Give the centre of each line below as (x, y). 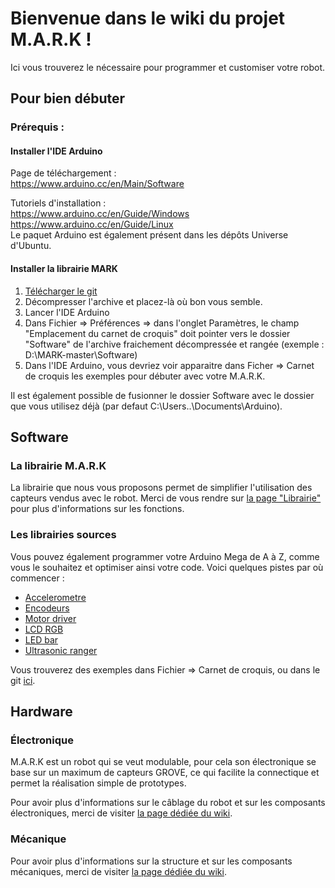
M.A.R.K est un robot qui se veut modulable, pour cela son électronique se (163, 762)
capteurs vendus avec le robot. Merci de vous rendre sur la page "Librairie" (166, 498)
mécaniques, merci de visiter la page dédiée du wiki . (118, 871)
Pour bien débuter (68, 98)
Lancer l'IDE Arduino (67, 312)
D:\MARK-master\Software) (81, 354)
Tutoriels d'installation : (58, 203)
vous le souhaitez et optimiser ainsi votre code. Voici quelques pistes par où (167, 567)
